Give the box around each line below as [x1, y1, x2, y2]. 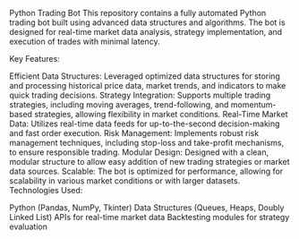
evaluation [9, 221, 47, 232]
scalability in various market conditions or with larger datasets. [9, 175, 241, 186]
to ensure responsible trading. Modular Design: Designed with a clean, [9, 147, 269, 158]
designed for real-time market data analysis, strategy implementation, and [9, 27, 283, 37]
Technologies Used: [9, 185, 83, 195]
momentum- [230, 99, 277, 110]
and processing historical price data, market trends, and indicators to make [9, 81, 286, 90]
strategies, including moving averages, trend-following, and [9, 99, 229, 110]
